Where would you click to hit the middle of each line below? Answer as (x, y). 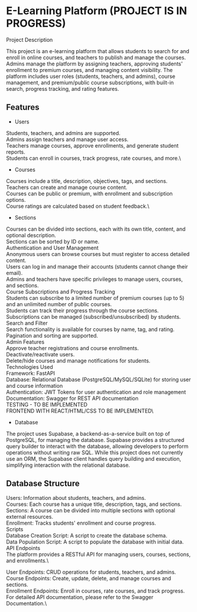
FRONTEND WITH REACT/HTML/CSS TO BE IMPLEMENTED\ (80, 411)
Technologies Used (29, 366)
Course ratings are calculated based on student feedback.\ (78, 206)
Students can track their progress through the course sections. (83, 310)
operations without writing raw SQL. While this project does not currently (95, 452)
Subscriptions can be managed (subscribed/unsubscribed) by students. (93, 316)
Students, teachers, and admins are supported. (63, 133)
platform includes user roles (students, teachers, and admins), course (91, 76)
